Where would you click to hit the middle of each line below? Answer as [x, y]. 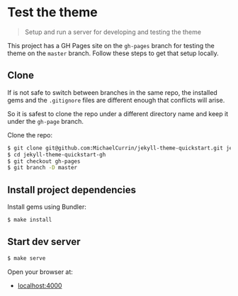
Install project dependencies [72, 189]
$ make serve [27, 258]
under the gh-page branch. [45, 121]
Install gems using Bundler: [47, 207]
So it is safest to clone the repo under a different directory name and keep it [118, 113]
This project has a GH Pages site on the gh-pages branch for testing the [111, 45]
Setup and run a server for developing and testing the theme [113, 32]
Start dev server [44, 242]
